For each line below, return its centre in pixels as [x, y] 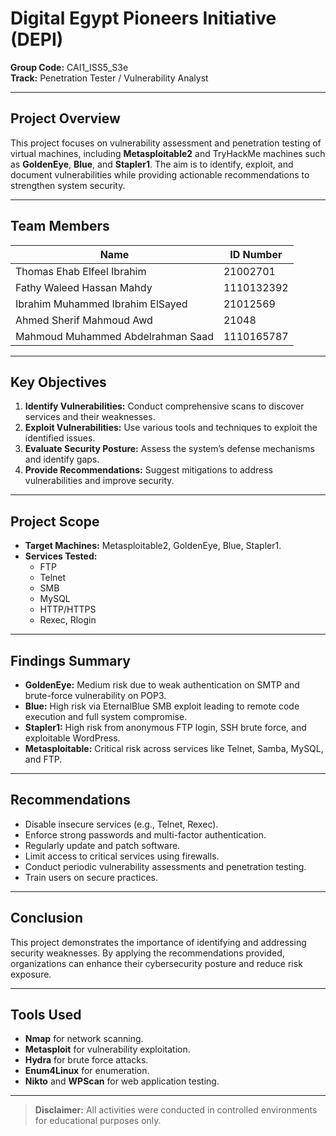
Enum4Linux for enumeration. [87, 1071]
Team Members [60, 226]
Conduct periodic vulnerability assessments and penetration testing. [165, 866]
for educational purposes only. [98, 1121]
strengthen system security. [68, 185]
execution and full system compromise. [106, 716]
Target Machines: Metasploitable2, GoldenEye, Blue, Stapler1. [153, 546]
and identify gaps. [62, 459]
